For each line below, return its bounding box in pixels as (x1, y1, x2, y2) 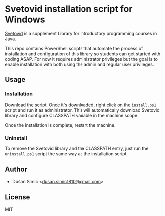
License (5, 193, 30, 202)
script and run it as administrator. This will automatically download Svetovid (5, 107, 160, 113)
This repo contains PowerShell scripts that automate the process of (5, 45, 143, 51)
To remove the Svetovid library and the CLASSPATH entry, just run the (5, 145, 149, 151)
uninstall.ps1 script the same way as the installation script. (5, 150, 128, 157)
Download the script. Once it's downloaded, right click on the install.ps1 (5, 102, 157, 108)
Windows (5, 14, 45, 25)
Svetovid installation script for (5, 3, 133, 15)
